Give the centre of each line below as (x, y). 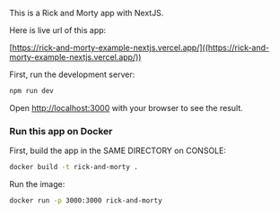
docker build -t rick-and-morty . (74, 167)
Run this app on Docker (61, 131)
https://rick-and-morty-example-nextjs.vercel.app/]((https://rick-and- (141, 47)
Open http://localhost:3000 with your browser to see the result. (126, 107)
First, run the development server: (72, 74)
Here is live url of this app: (58, 30)
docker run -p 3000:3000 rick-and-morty (86, 201)
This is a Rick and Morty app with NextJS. (87, 13)
